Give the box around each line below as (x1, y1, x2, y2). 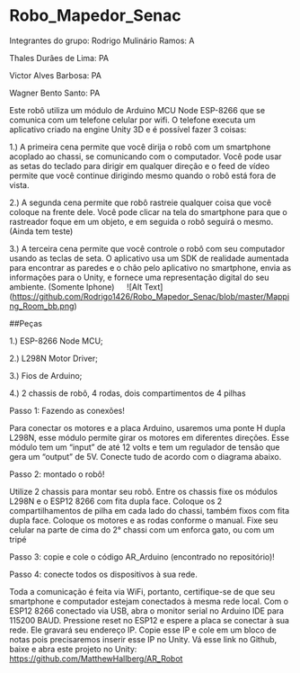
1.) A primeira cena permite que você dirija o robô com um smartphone (9, 141, 271, 152)
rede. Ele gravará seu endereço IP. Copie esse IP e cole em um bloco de (9, 624, 277, 635)
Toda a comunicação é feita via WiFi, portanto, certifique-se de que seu (9, 586, 276, 597)
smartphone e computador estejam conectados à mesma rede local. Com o (9, 596, 289, 606)
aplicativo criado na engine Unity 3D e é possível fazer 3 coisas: (9, 123, 247, 135)
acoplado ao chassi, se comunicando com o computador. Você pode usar (9, 150, 282, 162)
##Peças (9, 318, 43, 328)
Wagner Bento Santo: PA (9, 87, 101, 98)
